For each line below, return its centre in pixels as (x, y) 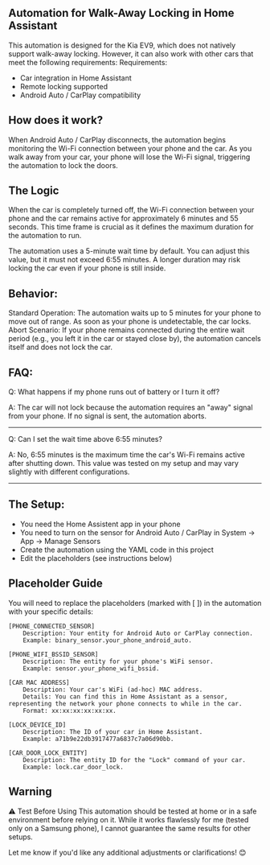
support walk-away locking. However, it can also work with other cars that (131, 54)
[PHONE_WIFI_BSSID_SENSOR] (53, 654)
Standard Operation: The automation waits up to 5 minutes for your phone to (135, 313)
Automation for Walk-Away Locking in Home (121, 13)
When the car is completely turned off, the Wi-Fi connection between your (131, 210)
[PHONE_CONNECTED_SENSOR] (51, 626)
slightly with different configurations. (69, 472)
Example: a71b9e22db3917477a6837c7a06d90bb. (98, 739)
